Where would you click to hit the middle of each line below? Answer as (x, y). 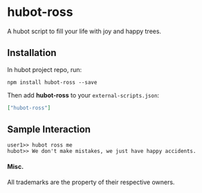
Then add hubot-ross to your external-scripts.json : (83, 95)
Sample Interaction (49, 130)
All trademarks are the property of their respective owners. (91, 182)
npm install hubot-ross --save (52, 82)
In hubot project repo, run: (45, 69)
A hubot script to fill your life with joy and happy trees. (84, 31)
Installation (32, 53)
